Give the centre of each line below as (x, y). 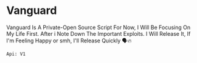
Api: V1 (16, 54)
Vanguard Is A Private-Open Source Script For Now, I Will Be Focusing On (98, 27)
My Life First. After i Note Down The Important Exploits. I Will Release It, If (98, 33)
